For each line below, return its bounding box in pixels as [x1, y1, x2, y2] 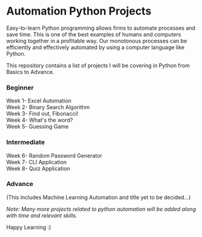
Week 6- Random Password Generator [6, 152, 103, 159]
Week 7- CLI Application [6, 158, 67, 165]
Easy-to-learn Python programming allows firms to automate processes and [6, 24, 195, 32]
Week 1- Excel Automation [6, 97, 71, 104]
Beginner [6, 83, 34, 92]
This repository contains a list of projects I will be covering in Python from [6, 62, 190, 69]
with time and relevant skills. [6, 212, 77, 219]
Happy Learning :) [6, 223, 51, 231]
